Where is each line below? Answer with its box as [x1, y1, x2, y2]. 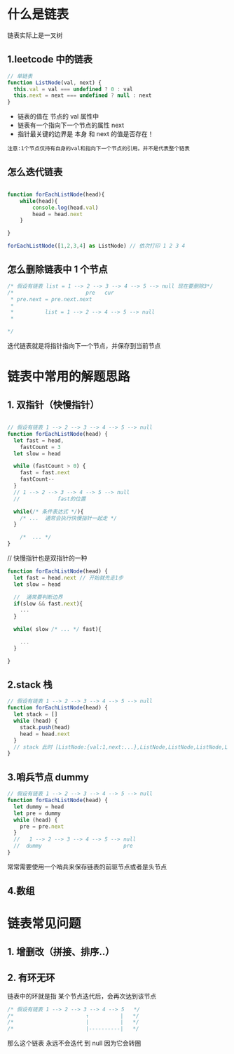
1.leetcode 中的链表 [7, 53, 93, 65]
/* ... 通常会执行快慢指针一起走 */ [20, 514, 118, 521]
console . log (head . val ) [32, 204, 99, 211]
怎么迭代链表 [7, 166, 63, 178]
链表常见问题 [7, 916, 82, 932]
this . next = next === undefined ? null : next [13, 92, 152, 99]
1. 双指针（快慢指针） [7, 399, 99, 411]
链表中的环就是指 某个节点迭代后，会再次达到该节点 [7, 992, 156, 1000]
